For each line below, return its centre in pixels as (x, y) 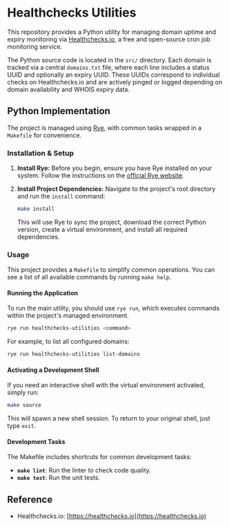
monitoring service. (35, 46)
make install (36, 209)
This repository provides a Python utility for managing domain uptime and (112, 32)
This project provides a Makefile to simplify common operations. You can (111, 270)
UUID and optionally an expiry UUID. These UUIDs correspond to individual (114, 75)
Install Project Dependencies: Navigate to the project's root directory (116, 189)
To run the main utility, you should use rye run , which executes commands (113, 308)
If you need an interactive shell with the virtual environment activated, (106, 385)
